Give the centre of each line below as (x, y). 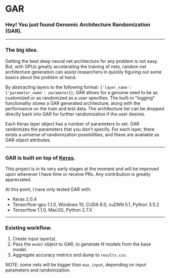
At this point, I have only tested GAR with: (48, 189)
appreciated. (18, 180)
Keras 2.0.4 (25, 199)
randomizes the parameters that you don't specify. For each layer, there (80, 129)
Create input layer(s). (35, 239)
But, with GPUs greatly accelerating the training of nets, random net (76, 66)
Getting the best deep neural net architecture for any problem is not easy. (82, 61)
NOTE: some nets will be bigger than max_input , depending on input (76, 265)
